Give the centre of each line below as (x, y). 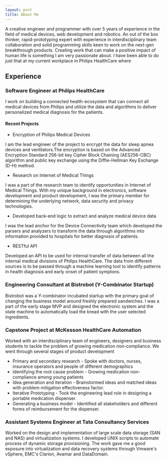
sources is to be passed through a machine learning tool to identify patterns (83, 266)
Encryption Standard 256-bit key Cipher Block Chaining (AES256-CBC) (78, 155)
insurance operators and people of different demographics (73, 366)
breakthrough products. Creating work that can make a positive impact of (81, 50)
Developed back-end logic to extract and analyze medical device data (84, 216)
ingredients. (17, 317)
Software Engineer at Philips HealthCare (55, 91)
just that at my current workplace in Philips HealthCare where (68, 61)
